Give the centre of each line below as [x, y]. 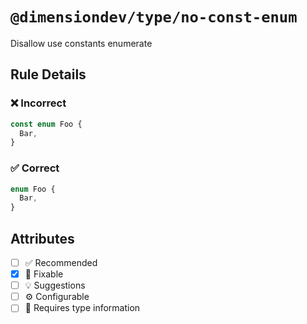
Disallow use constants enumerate [81, 43]
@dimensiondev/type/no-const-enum [154, 17]
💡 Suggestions [55, 285]
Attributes [42, 238]
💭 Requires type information [82, 308]
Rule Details [48, 74]
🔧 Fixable [44, 274]
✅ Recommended [61, 262]
